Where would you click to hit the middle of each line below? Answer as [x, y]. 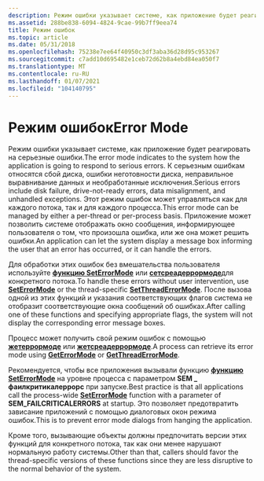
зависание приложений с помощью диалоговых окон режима [112, 412]
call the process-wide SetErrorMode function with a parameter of [115, 395]
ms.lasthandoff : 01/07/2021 [54, 81]
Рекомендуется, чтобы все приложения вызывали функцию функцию [126, 370]
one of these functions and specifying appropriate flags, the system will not [130, 314]
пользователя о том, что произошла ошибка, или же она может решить [129, 233]
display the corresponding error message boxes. [87, 323]
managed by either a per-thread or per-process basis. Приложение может [130, 216]
